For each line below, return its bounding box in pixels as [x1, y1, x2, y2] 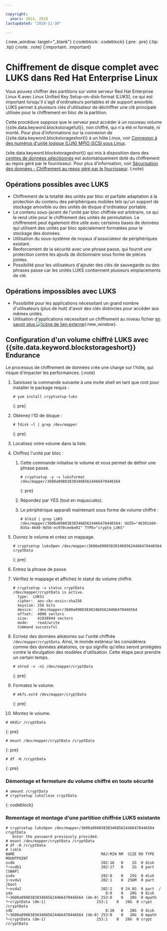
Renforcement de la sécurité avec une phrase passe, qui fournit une [12, 246, 152, 252]
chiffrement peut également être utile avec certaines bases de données [12, 220, 159, 226]
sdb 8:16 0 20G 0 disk [5, 908, 155, 913]
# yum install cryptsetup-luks [12, 394, 78, 399]
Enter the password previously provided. [12, 834, 99, 840]
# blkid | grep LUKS [20, 516, 63, 522]
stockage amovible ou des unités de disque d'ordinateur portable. [12, 204, 148, 210]
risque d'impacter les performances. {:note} [5, 370, 96, 376]
